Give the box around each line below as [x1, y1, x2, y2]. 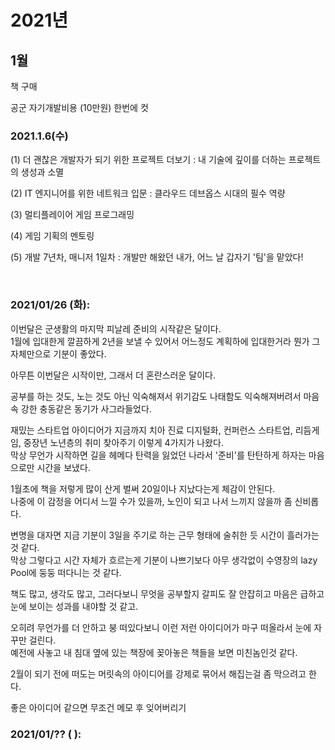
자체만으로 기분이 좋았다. [10, 347, 107, 360]
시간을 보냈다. [36, 461, 91, 473]
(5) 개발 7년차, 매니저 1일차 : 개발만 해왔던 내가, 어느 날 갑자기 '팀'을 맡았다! [10, 251, 304, 263]
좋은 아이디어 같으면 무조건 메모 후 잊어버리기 [10, 701, 187, 713]
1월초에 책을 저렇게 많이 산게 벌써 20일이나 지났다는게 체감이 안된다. [10, 482, 276, 495]
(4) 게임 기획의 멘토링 [10, 230, 95, 242]
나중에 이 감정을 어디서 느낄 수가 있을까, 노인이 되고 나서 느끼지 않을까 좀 [10, 495, 293, 507]
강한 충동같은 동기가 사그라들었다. [20, 402, 152, 415]
